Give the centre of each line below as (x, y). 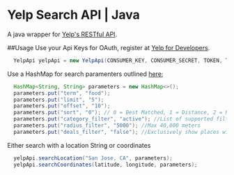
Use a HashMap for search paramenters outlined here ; (85, 74)
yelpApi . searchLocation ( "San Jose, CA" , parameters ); (93, 158)
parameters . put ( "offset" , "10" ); (62, 106)
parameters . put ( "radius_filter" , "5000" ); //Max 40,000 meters (107, 125)
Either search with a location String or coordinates (79, 145)
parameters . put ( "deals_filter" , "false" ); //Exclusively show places (116, 132)
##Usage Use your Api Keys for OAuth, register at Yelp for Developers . (109, 47)
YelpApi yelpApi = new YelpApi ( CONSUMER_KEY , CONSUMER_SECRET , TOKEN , (118, 60)
